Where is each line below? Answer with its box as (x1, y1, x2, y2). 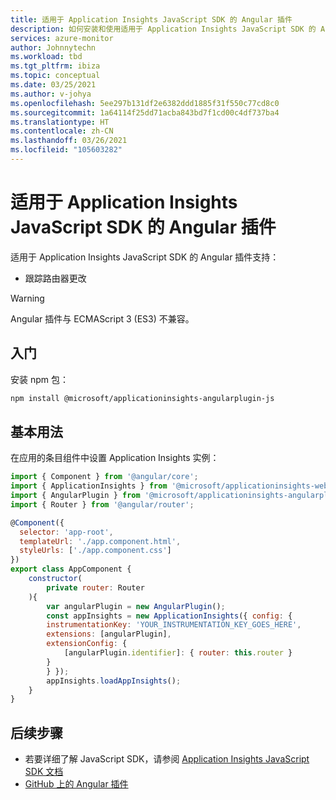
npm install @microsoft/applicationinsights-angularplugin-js (10, 393, 275, 403)
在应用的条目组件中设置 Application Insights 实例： (10, 452, 220, 464)
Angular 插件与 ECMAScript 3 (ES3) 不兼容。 (10, 312, 195, 325)
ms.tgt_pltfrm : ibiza (10, 61, 101, 71)
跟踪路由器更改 (24, 272, 87, 284)
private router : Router (46, 582, 145, 593)
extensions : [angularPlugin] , (46, 629, 172, 640)
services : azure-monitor (10, 33, 114, 43)
